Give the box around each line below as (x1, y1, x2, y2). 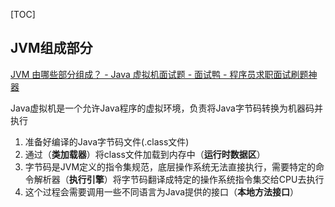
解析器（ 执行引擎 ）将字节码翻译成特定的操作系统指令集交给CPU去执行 (33, 173, 325, 185)
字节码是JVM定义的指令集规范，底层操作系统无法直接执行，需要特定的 (24, 160, 317, 173)
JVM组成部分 (10, 40, 93, 57)
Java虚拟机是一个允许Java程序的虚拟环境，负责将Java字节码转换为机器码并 (10, 102, 323, 114)
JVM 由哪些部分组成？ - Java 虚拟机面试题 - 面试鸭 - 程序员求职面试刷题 (10, 68, 309, 80)
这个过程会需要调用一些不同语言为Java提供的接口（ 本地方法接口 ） (24, 185, 300, 198)
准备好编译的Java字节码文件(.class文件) (24, 135, 190, 148)
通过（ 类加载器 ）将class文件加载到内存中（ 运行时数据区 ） (24, 148, 266, 160)
